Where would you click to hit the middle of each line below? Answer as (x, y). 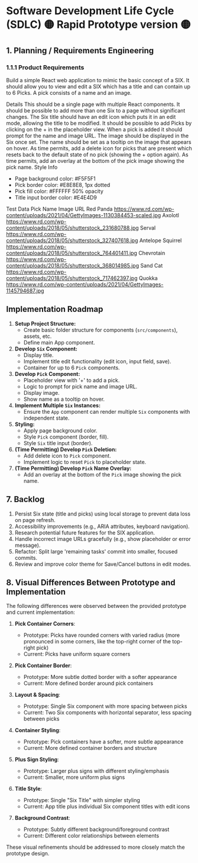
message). (27, 545)
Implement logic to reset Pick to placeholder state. (85, 462)
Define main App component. (59, 342)
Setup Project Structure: (45, 323)
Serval (148, 228)
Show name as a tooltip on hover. (64, 399)
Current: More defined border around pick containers (88, 683)
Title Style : (28, 789)
